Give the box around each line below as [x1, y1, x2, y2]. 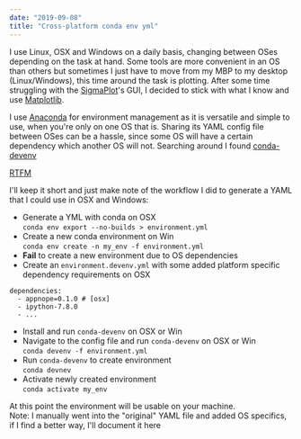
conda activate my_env [22, 384, 108, 394]
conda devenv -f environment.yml [22, 346, 148, 355]
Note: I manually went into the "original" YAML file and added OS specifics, [9, 410, 288, 421]
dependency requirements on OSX [22, 269, 151, 280]
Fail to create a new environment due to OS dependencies [22, 249, 238, 261]
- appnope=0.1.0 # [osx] [17, 294, 111, 303]
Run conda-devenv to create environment [22, 354, 173, 365]
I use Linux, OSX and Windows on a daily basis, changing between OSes [9, 46, 279, 57]
